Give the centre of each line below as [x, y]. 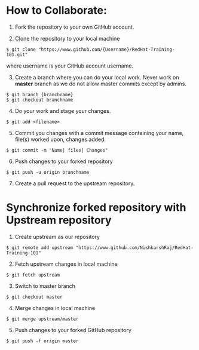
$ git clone [21, 49]
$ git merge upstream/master [42, 319]
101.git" [17, 54]
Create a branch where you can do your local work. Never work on [97, 77]
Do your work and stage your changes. [63, 110]
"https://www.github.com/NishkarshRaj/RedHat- [135, 248]
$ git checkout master [34, 297]
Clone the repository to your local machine [67, 38]
